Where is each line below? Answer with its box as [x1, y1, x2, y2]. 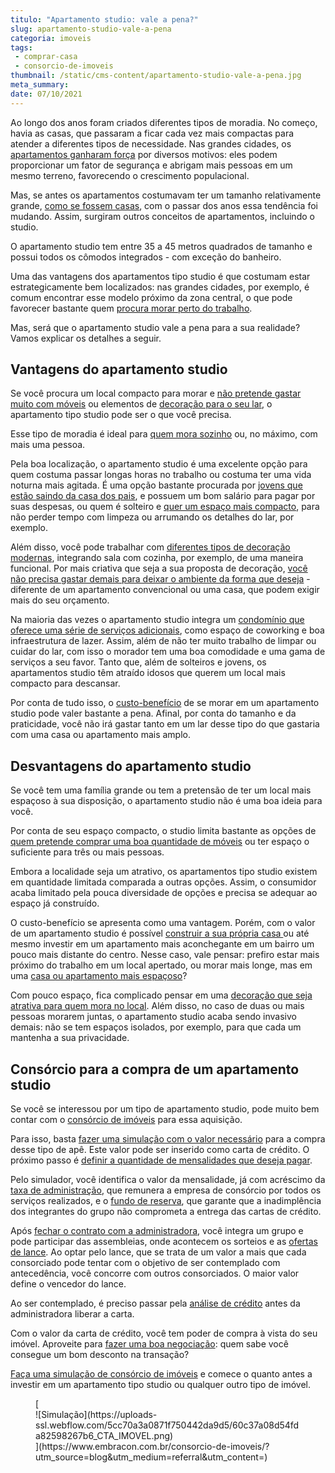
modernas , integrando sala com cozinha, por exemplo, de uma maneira [10, 552, 304, 564]
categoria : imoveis [10, 33, 92, 43]
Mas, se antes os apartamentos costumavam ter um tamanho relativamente [10, 189, 322, 201]
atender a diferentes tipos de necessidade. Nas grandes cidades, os [10, 137, 292, 150]
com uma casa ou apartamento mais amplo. [10, 729, 191, 741]
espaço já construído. [10, 897, 100, 910]
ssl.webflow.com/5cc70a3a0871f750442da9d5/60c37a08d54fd [35, 1419, 300, 1431]
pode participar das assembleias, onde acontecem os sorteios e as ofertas [10, 1236, 318, 1248]
